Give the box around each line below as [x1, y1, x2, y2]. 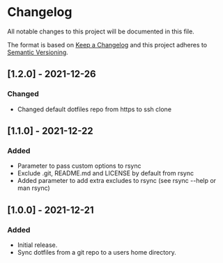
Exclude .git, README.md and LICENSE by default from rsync [17, 169, 194, 177]
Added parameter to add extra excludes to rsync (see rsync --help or [17, 177, 217, 185]
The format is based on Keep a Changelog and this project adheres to [7, 40, 208, 49]
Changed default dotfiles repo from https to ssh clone [17, 105, 172, 113]
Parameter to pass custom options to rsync [17, 161, 141, 170]
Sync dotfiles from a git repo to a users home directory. [17, 248, 176, 256]
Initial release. [17, 241, 58, 249]
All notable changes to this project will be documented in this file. [7, 27, 195, 35]
